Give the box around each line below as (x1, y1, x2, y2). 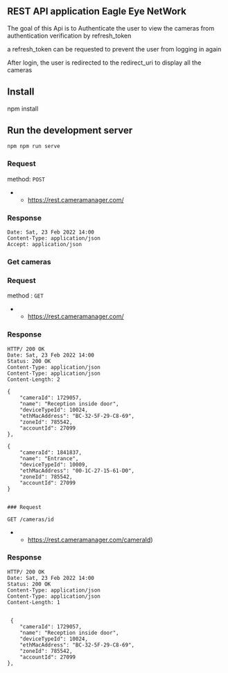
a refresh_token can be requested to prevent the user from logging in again (7, 44, 222, 53)
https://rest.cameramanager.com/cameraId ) (27, 535, 154, 544)
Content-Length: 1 (7, 599, 60, 606)
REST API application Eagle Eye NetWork (7, 6, 187, 17)
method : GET (7, 291, 44, 300)
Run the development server (7, 124, 133, 136)
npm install (7, 104, 39, 113)
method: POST (7, 175, 45, 183)
